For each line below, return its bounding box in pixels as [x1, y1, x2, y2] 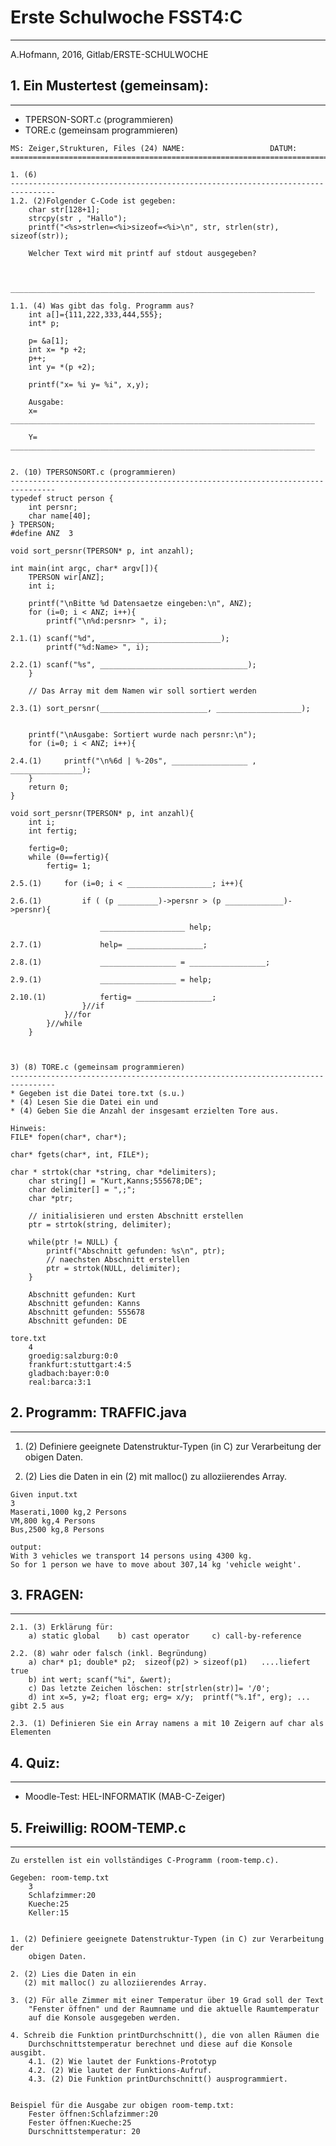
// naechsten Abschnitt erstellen [46, 1254, 190, 1265]
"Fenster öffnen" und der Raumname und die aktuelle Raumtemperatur [28, 2004, 320, 2014]
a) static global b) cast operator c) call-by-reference [28, 1631, 302, 1641]
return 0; [28, 782, 70, 792]
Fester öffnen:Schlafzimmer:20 [28, 2109, 159, 2119]
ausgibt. [10, 2048, 47, 2058]
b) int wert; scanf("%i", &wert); [28, 1675, 172, 1685]
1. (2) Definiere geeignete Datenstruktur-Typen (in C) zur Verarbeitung [10, 1934, 325, 1944]
